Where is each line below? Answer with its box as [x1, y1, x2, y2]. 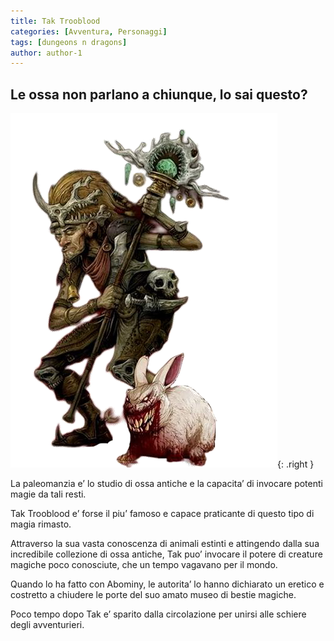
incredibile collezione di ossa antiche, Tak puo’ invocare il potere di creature [10, 548, 323, 560]
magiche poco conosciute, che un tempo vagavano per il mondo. [10, 559, 278, 571]
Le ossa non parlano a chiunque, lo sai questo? [10, 86, 308, 103]
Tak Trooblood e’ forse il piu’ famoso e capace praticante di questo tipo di [10, 508, 315, 520]
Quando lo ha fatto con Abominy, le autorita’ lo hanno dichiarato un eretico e [10, 578, 325, 590]
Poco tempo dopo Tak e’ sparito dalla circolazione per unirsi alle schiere [10, 608, 307, 620]
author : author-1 [10, 48, 83, 58]
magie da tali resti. [10, 488, 87, 500]
